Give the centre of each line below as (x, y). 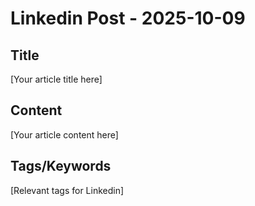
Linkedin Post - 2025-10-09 (128, 18)
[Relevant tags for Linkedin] (67, 190)
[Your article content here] (64, 134)
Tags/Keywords (61, 166)
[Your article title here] (56, 79)
